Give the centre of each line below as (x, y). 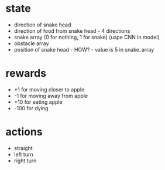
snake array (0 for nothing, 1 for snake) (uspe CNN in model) (87, 37)
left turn (23, 154)
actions (24, 132)
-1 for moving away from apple (51, 96)
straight (23, 148)
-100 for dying (31, 108)
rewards (26, 74)
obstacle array (31, 43)
